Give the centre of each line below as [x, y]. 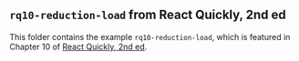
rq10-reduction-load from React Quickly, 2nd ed [148, 15]
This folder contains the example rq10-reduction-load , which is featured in [150, 36]
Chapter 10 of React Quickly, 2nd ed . [78, 46]
